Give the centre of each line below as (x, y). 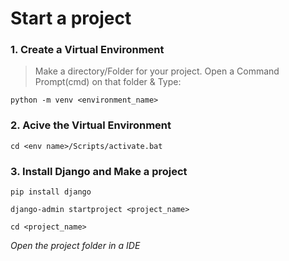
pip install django (51, 192)
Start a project (71, 18)
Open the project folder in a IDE (75, 246)
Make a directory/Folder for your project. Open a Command (157, 71)
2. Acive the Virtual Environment (91, 125)
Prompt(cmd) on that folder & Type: (108, 82)
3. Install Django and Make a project (99, 171)
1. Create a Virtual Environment (87, 50)
